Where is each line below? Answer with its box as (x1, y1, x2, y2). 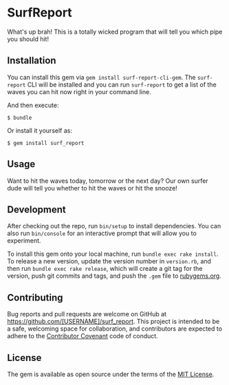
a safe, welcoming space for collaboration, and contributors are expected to (7, 324, 222, 333)
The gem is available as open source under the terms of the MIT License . (7, 370, 215, 378)
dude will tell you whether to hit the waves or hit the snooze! (7, 184, 177, 192)
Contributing (7, 291, 63, 303)
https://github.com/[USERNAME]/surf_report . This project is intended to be (7, 318, 220, 326)
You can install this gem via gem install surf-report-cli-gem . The (7, 73, 196, 81)
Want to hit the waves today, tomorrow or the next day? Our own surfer (7, 177, 208, 185)
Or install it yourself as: (7, 126, 72, 135)
